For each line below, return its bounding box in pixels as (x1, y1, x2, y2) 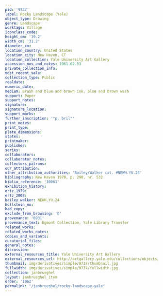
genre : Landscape (5, 20, 40, 26)
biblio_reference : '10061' (5, 179, 60, 184)
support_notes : (5, 98, 36, 103)
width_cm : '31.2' (5, 39, 40, 44)
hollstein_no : (5, 202, 34, 207)
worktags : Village (5, 25, 42, 30)
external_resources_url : (5, 257, 55, 261)
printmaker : (5, 138, 29, 144)
